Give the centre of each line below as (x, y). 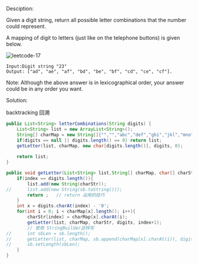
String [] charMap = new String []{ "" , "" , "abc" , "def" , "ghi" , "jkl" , (99, 135)
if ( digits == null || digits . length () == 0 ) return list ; (89, 140)
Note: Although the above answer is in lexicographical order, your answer (95, 83)
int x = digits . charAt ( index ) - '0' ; (63, 206)
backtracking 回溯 (28, 112)
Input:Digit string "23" (37, 66)
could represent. (26, 26)
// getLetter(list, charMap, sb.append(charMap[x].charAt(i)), (92, 239)
